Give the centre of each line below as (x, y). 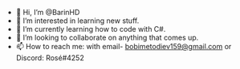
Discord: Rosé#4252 (50, 58)
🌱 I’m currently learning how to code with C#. (91, 29)
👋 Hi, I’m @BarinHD (48, 12)
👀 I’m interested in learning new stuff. (77, 21)
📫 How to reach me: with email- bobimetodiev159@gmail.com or (124, 46)
